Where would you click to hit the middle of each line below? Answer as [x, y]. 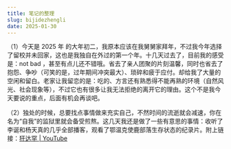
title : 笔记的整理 [31, 13]
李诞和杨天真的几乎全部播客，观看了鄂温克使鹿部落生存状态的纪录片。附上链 [115, 130]
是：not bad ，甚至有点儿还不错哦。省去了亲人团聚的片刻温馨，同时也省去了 [115, 64]
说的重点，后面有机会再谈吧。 [61, 98]
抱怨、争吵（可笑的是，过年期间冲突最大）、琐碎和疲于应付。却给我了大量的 [114, 72]
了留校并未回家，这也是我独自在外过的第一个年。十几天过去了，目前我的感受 [115, 55]
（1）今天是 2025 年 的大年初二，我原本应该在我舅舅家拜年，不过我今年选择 [114, 47]
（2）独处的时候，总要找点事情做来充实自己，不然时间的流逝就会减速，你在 [114, 113]
